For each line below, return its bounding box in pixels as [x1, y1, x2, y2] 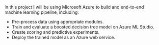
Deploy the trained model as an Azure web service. [11, 34, 116, 40]
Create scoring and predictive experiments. [11, 29, 100, 35]
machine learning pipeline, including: [4, 9, 79, 15]
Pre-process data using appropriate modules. [11, 19, 104, 24]
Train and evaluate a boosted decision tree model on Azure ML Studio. [11, 24, 154, 30]
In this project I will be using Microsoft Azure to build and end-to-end [4, 4, 144, 10]
